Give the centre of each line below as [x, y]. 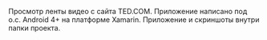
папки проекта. [34, 28]
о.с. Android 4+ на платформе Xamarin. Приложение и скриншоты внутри [134, 20]
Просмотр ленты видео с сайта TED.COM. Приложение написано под [128, 11]
